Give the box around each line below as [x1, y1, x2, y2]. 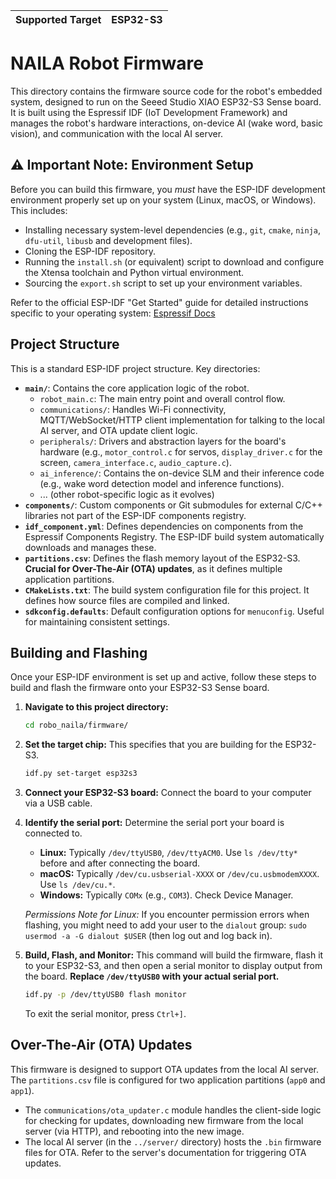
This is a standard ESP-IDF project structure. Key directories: [10, 362, 261, 374]
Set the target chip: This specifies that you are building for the [24, 739, 283, 751]
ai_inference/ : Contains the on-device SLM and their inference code [39, 467, 325, 479]
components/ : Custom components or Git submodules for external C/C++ [24, 499, 323, 511]
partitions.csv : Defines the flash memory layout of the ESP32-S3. [24, 552, 301, 564]
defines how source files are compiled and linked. [24, 594, 230, 606]
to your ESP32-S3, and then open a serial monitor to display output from [24, 960, 323, 972]
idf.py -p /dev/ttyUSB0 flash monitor [24, 990, 187, 1000]
